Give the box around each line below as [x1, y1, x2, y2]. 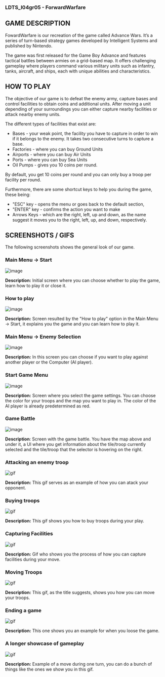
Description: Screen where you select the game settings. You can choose [5, 392, 156, 398]
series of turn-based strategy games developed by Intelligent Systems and [5, 38, 158, 43]
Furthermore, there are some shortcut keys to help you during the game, [5, 186, 153, 192]
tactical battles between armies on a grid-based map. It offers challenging [5, 57, 156, 63]
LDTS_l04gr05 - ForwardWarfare [5, 4, 86, 11]
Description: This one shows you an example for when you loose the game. [5, 628, 160, 634]
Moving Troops [5, 568, 42, 575]
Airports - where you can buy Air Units [12, 151, 91, 157]
